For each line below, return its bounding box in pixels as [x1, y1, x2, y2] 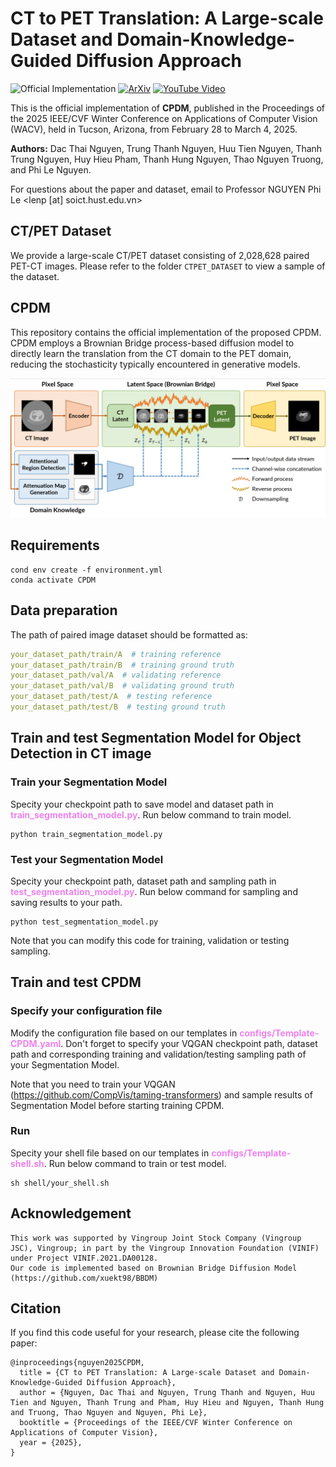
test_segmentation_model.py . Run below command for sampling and [10, 885, 298, 897]
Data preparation [10, 602, 118, 619]
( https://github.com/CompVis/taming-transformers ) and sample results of [10, 1088, 313, 1101]
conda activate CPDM [10, 575, 97, 585]
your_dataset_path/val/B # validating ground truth [10, 681, 235, 691]
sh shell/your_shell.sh [10, 1178, 110, 1188]
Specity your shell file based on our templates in [10, 1147, 210, 1159]
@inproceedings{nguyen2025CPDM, [10, 1358, 145, 1368]
